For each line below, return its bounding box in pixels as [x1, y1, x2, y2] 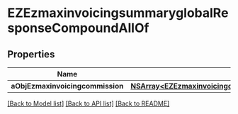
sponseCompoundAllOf [7, 20, 149, 36]
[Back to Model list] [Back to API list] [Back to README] [7, 99, 170, 108]
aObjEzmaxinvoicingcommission [11, 81, 124, 91]
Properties [7, 48, 55, 60]
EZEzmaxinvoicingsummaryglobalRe [7, 5, 229, 21]
